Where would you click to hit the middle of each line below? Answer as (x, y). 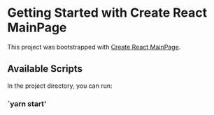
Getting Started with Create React (107, 13)
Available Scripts (45, 69)
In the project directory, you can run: (60, 86)
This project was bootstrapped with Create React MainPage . (94, 47)
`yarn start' (27, 104)
